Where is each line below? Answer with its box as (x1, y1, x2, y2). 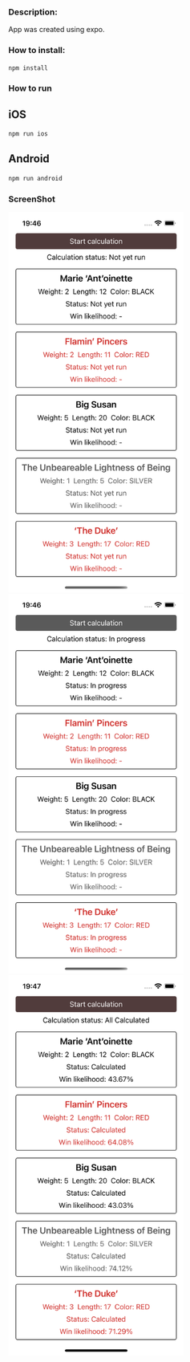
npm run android (8, 174, 63, 182)
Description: (8, 6, 58, 18)
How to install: (8, 45, 66, 56)
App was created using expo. (8, 25, 106, 35)
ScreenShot (8, 193, 56, 205)
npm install (8, 63, 48, 72)
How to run (8, 83, 52, 94)
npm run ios (8, 130, 48, 138)
